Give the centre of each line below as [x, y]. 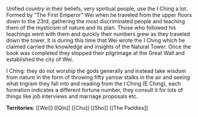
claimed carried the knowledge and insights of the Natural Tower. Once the [99, 47]
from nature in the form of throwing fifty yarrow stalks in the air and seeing [98, 77]
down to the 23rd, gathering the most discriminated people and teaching [96, 21]
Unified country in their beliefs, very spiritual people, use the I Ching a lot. [97, 9]
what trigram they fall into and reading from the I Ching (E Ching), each [94, 84]
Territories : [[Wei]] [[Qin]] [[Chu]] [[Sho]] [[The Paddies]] [77, 108]
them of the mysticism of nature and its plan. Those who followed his [91, 27]
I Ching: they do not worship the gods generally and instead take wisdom [96, 71]
